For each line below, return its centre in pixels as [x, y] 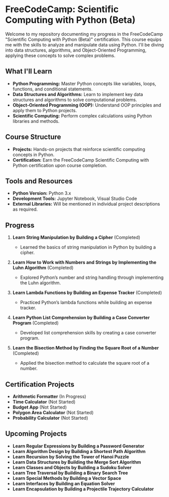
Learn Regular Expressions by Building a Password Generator [78, 446]
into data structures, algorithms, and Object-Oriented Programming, [76, 50]
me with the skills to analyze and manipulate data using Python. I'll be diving [85, 44]
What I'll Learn [29, 71]
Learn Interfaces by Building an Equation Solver [64, 483]
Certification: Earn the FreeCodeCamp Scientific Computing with [81, 160]
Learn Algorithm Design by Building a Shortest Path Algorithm [79, 451]
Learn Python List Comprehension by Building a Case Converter [81, 318]
